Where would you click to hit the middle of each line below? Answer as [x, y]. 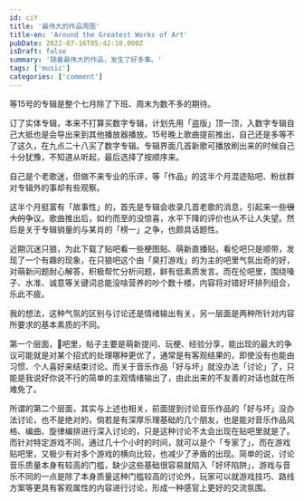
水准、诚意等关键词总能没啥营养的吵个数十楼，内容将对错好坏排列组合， [160, 283]
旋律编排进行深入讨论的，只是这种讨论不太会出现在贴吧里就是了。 [171, 430]
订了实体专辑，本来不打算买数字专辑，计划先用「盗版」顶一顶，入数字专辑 [148, 122]
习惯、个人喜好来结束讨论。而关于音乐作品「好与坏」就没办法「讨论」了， [148, 366]
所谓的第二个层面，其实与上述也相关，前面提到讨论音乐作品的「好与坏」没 [148, 408]
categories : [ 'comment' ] [56, 77]
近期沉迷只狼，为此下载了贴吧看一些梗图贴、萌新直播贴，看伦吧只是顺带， [148, 248]
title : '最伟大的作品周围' [55, 26]
